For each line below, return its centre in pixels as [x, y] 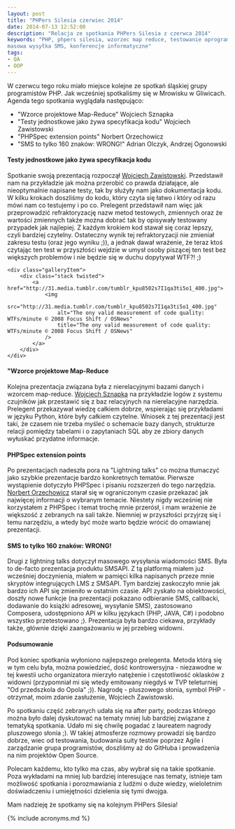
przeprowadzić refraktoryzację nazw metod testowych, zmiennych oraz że [115, 212]
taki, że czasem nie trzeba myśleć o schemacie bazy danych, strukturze [111, 424]
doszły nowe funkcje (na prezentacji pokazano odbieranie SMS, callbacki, [114, 598]
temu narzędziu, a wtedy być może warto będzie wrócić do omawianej [109, 523]
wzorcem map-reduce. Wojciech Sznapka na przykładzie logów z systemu [115, 394]
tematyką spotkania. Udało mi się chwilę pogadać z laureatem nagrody [109, 725]
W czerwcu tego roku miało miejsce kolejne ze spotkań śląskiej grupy [107, 85]
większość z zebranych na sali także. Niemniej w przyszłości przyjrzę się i [114, 515]
